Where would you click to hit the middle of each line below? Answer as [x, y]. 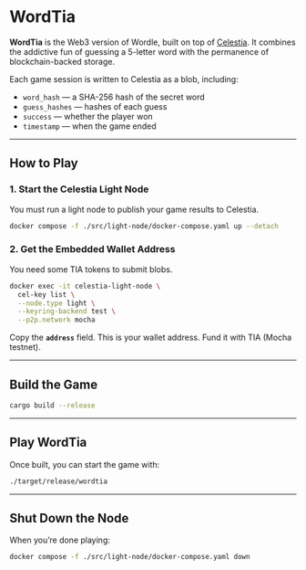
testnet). [25, 347]
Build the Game [54, 384]
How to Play [44, 163]
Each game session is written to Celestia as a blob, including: [124, 79]
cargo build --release [52, 405]
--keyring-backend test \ [67, 311]
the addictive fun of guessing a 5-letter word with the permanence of [139, 51]
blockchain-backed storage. [62, 61]
